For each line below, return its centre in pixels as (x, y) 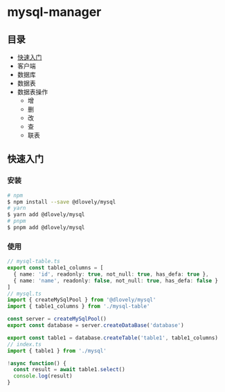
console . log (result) (43, 376)
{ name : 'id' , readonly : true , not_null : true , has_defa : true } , (111, 274)
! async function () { (37, 363)
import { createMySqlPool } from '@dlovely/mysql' (82, 300)
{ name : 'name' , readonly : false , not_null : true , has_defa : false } (116, 280)
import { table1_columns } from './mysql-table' (79, 306)
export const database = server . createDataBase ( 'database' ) (96, 326)
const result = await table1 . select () (70, 370)
